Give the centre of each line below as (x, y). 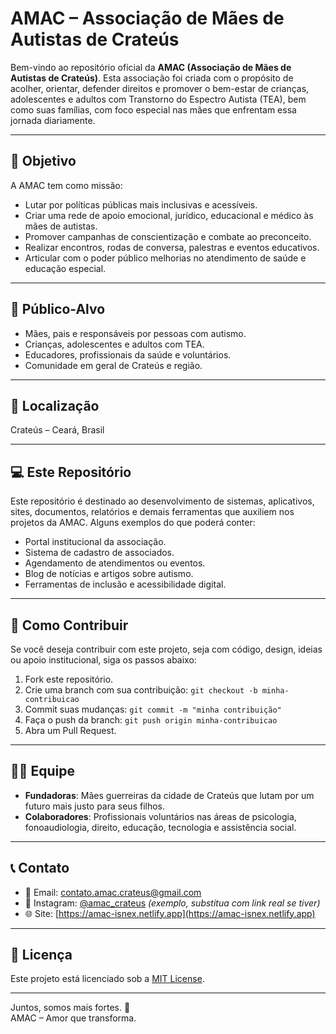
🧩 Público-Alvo (58, 309)
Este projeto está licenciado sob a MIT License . (107, 979)
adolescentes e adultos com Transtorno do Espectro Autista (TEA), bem (158, 99)
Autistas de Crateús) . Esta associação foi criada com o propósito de (152, 78)
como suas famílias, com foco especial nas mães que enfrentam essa (153, 109)
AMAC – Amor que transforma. (73, 1018)
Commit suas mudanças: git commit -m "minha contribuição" (153, 709)
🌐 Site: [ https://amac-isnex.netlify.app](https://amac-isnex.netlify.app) (170, 913)
